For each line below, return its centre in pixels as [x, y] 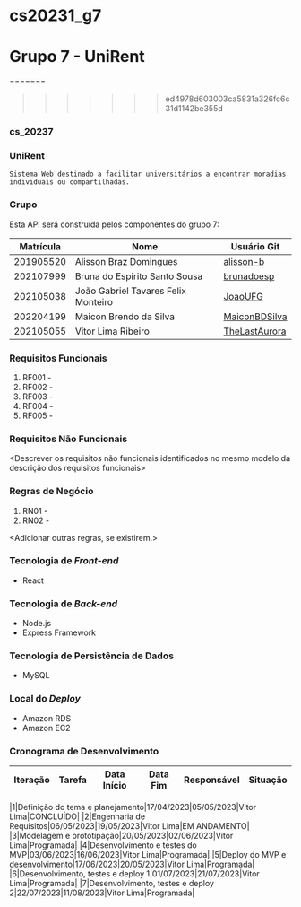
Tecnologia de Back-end [64, 604]
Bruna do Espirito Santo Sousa [139, 276]
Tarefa [73, 780]
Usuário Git [255, 246]
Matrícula [40, 246]
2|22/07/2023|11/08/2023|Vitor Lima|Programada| [102, 893]
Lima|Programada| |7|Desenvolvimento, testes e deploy [112, 884]
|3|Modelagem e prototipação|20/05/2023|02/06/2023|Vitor [121, 836]
